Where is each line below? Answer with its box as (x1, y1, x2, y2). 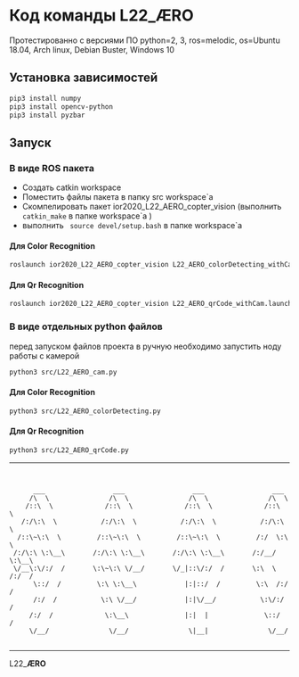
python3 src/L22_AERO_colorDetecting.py (9, 407, 162, 416)
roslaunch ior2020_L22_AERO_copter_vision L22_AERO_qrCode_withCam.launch (9, 300, 293, 309)
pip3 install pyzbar (9, 111, 86, 120)
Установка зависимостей (9, 70, 158, 86)
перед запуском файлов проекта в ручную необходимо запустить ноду (9, 341, 282, 351)
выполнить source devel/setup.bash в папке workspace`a (21, 220, 243, 231)
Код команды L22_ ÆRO (9, 5, 194, 26)
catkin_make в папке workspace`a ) (21, 211, 153, 221)
